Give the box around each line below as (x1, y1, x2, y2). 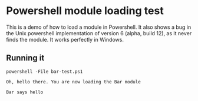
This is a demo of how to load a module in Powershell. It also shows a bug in (6, 23, 192, 31)
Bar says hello (6, 89, 44, 95)
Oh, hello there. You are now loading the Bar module (6, 79, 141, 85)
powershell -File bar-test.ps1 (6, 69, 83, 75)
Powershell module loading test (6, 4, 164, 18)
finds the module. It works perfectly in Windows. (6, 36, 124, 43)
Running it (6, 53, 45, 63)
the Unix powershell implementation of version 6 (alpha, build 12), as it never (6, 29, 192, 36)
